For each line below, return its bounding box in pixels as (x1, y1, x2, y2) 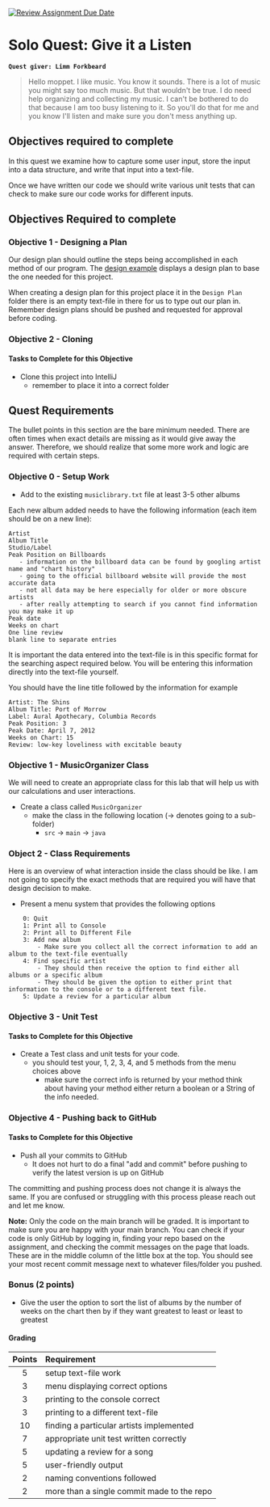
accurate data (8, 579, 56, 587)
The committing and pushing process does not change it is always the (8, 1183, 242, 1193)
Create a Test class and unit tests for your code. (19, 1049, 180, 1059)
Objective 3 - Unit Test (8, 1011, 98, 1023)
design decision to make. (8, 884, 92, 893)
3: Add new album (23, 936, 81, 944)
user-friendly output (45, 1459, 123, 1471)
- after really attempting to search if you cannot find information (19, 600, 258, 608)
